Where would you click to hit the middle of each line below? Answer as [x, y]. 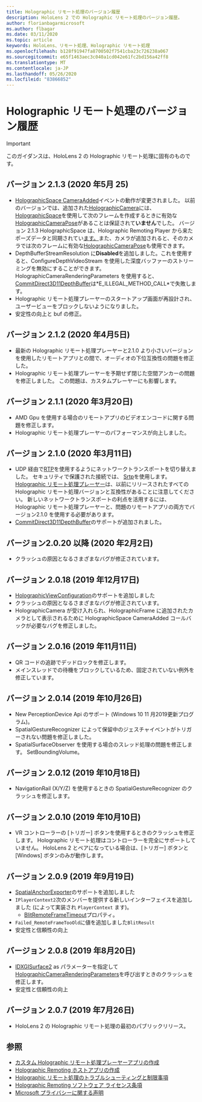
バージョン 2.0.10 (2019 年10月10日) [74, 817]
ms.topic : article [29, 40]
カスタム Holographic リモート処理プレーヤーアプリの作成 [87, 1063]
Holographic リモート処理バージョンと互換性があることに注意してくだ [102, 492]
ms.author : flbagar [31, 29]
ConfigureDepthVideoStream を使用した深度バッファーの [102, 260]
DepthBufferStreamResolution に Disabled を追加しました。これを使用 [101, 253]
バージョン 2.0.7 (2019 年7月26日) [70, 1010]
